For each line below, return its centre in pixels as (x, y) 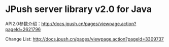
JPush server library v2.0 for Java (79, 9)
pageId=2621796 (23, 29)
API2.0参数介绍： (23, 23)
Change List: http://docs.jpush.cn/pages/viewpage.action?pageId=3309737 (84, 39)
